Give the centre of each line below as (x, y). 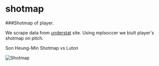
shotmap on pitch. (24, 38)
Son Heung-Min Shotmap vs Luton (42, 48)
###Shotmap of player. (29, 23)
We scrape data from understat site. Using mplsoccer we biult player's (80, 32)
